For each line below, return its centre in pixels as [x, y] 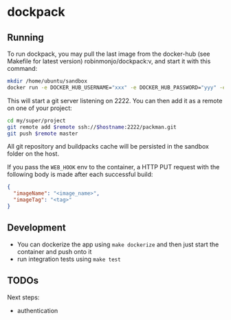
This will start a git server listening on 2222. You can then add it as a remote [115, 100]
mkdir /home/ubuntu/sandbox [47, 81]
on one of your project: [40, 108]
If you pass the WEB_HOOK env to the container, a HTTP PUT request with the [113, 167]
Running [26, 38]
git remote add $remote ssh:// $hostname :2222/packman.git [92, 127]
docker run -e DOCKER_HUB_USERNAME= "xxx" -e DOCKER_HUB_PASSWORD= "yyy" [112, 87]
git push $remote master [43, 134]
